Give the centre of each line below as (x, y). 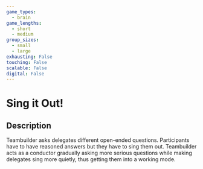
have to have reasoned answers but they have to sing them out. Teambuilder (101, 147)
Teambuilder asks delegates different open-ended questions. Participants (98, 140)
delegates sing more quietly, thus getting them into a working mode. (91, 159)
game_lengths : (24, 23)
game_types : (21, 12)
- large (21, 51)
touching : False (27, 62)
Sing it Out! (35, 104)
